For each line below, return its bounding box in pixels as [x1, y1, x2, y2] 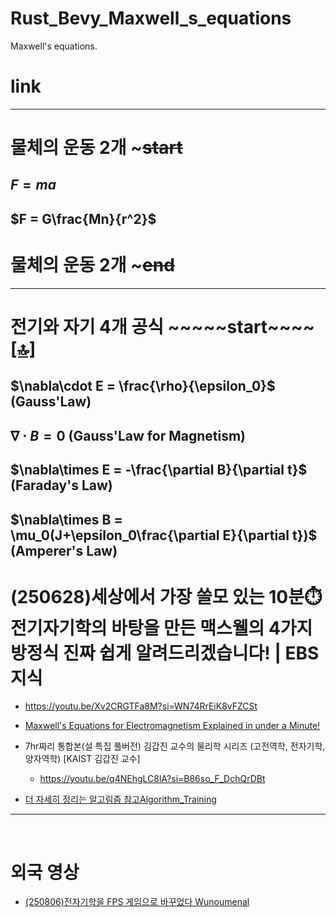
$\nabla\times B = [10, 511, 123, 528]
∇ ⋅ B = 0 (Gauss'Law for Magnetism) [10, 427, 247, 444]
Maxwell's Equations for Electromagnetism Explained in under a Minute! [24, 720, 321, 732]
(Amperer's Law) [10, 542, 118, 559]
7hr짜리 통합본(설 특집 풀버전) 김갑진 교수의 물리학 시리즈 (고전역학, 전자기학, [24, 740, 326, 752]
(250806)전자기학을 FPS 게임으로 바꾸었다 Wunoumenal [24, 896, 250, 908]
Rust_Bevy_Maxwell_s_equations [10, 7, 292, 30]
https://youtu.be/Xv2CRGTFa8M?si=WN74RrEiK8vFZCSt [24, 700, 258, 712]
